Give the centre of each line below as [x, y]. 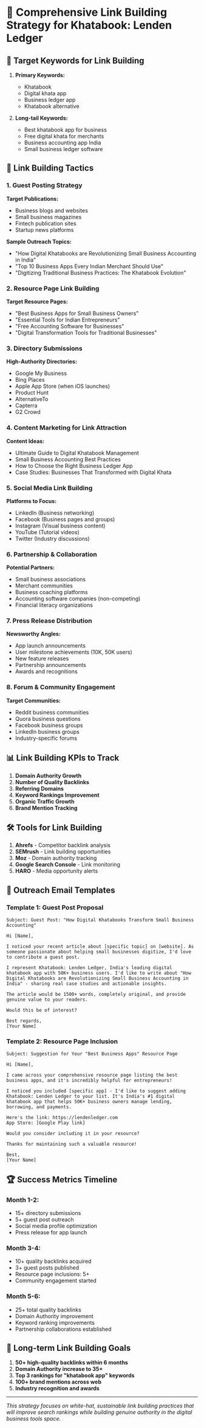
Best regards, [24, 1021]
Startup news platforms [44, 229]
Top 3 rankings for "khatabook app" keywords [75, 1376]
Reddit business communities [52, 712]
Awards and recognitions [46, 672]
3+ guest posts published [47, 1268]
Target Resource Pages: [37, 301]
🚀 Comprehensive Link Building [87, 12]
